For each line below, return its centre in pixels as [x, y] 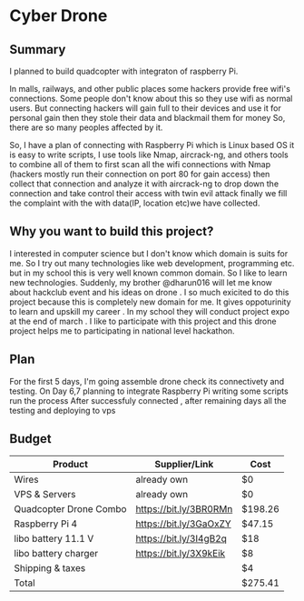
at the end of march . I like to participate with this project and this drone [143, 321]
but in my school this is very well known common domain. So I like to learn [148, 273]
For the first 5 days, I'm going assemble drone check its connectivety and [147, 381]
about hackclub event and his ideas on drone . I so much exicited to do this [149, 292]
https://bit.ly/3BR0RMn [184, 509]
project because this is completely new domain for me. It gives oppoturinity [151, 302]
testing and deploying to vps [63, 410]
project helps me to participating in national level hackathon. [122, 331]
